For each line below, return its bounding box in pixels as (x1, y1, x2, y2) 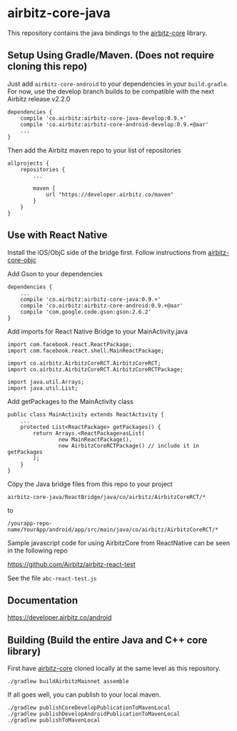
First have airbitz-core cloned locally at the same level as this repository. (7, 664, 221, 672)
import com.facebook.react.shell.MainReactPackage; (7, 347, 164, 354)
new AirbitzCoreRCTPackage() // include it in (58, 442, 200, 449)
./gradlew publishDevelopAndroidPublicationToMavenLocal (7, 710, 181, 718)
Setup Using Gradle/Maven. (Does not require (7, 49, 214, 61)
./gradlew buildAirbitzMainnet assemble (7, 678, 130, 685)
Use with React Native (7, 229, 108, 241)
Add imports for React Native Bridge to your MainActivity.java (7, 327, 188, 336)
